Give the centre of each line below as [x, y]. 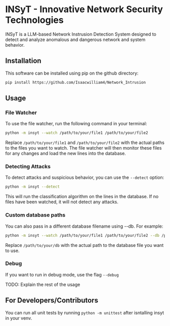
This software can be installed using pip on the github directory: [72, 73]
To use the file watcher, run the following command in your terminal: [76, 124]
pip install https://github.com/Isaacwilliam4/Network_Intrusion [75, 82]
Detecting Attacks [28, 167]
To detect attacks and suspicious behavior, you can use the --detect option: [85, 177]
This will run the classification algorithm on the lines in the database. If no [82, 197]
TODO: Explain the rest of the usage [43, 284]
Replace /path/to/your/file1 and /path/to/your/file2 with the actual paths [85, 142]
